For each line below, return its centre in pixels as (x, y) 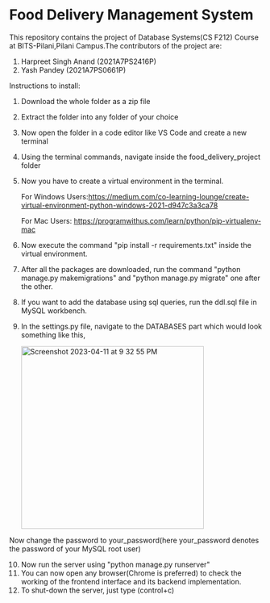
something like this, (53, 335)
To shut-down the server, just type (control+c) (98, 590)
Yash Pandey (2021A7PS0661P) (73, 69)
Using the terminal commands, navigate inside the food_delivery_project (141, 157)
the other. (37, 286)
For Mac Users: (46, 220)
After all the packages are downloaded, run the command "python (131, 269)
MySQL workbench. (54, 310)
